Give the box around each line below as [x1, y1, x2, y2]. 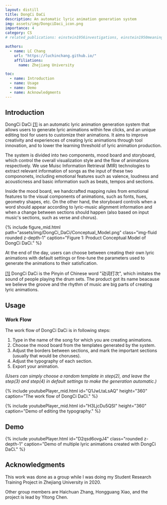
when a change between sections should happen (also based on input [5, 209, 149, 215]
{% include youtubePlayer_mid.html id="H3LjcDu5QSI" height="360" [5, 403, 147, 409]
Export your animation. [12, 363, 59, 369]
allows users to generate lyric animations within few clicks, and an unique [5, 127, 156, 133]
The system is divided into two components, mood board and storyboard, [5, 152, 156, 158]
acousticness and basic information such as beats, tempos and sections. [5, 178, 155, 184]
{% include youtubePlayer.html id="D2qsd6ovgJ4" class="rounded [5, 435, 143, 441]
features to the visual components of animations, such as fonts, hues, [5, 193, 148, 199]
